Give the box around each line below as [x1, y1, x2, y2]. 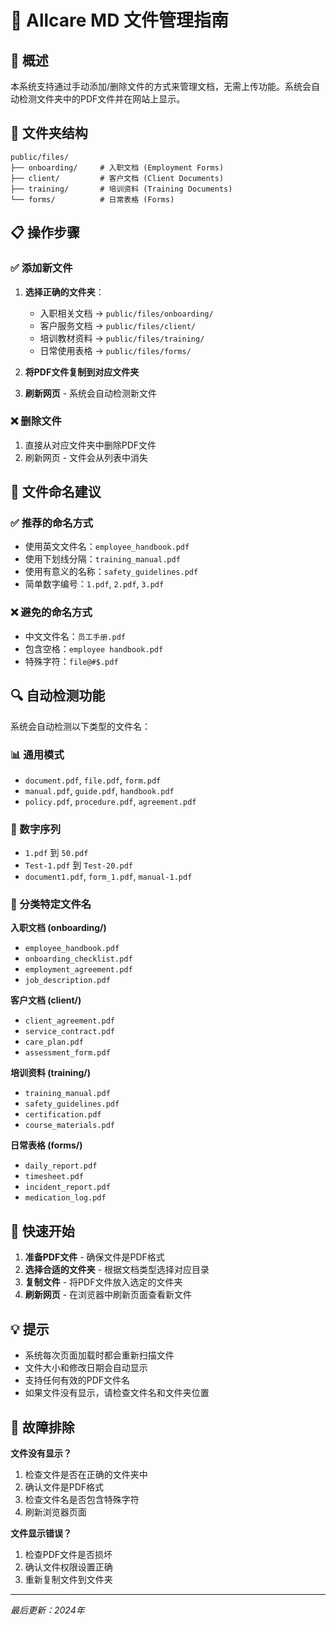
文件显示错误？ [10, 1527, 72, 1539]
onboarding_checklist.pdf [24, 954, 133, 965]
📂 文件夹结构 [10, 125, 88, 142]
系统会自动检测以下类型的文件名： [10, 720, 151, 732]
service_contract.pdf [24, 1027, 115, 1037]
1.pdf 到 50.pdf [24, 847, 89, 859]
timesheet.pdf [24, 1172, 84, 1182]
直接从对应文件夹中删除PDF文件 [24, 439, 157, 451]
